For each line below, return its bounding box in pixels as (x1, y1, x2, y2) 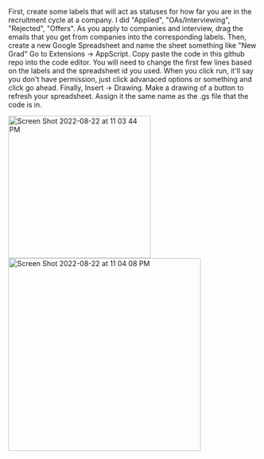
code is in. (8, 100, 42, 109)
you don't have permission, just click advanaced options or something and (8, 75, 252, 84)
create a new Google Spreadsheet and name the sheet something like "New (8, 41, 257, 50)
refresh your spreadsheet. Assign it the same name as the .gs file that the (8, 92, 249, 100)
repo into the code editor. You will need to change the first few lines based (8, 57, 252, 67)
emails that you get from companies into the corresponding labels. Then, (8, 32, 247, 41)
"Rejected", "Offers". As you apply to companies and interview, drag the (8, 24, 244, 33)
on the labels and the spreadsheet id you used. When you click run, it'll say (8, 66, 254, 75)
